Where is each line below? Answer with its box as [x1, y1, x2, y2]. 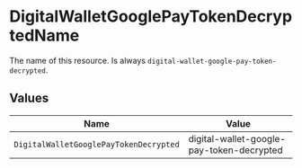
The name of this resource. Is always [9, 55, 147, 66]
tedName [9, 25, 80, 46]
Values [9, 91, 49, 106]
